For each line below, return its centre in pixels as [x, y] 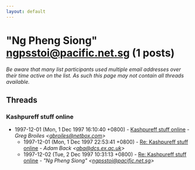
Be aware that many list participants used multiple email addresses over [94, 69]
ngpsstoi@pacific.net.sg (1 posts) [90, 53]
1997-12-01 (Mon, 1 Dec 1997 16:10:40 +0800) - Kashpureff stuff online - [102, 130]
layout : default [26, 11]
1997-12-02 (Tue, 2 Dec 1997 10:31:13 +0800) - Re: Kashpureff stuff [105, 154]
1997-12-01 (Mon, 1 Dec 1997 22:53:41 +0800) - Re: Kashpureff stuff [106, 142]
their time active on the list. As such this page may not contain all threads [95, 75]
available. [18, 81]
